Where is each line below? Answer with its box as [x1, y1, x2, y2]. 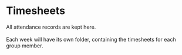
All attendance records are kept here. [6, 23, 96, 30]
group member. [6, 42, 43, 49]
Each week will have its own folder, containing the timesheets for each [6, 36, 176, 43]
